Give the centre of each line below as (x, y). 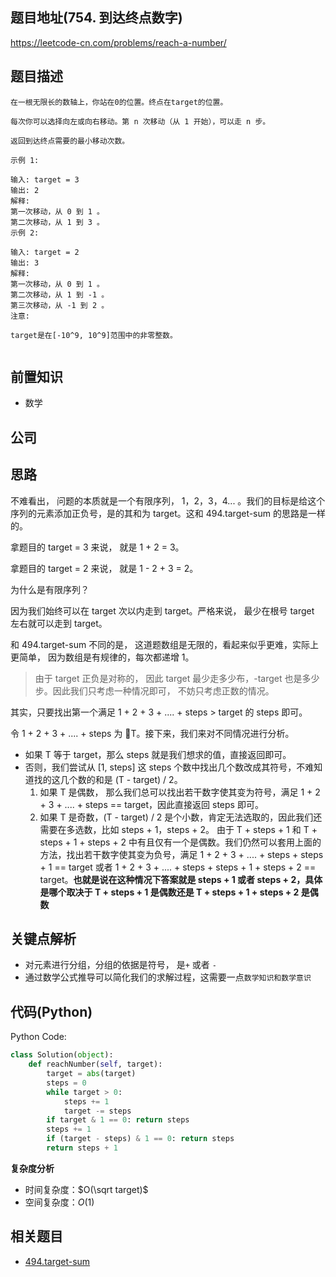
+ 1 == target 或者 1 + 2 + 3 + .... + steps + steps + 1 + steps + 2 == (178, 867)
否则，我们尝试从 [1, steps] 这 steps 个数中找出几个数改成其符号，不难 (169, 767)
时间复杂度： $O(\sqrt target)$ (86, 1189)
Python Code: (38, 1037)
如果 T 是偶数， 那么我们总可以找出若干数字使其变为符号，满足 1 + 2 (180, 792)
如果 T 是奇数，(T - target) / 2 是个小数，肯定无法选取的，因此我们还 (181, 817)
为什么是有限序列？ (50, 589)
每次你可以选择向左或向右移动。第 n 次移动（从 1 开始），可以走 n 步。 (140, 121)
